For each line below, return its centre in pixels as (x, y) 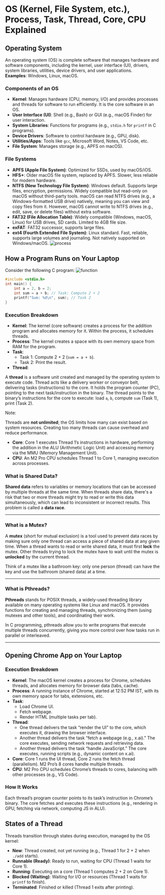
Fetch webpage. (36, 712)
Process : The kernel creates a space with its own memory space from (83, 341)
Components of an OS (32, 88)
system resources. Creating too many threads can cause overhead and (77, 428)
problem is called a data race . (35, 508)
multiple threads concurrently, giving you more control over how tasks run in (82, 630)
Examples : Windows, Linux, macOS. (42, 76)
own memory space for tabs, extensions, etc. (58, 696)
